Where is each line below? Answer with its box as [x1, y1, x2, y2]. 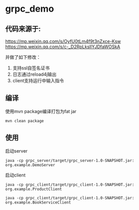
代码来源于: [5, 24, 41, 33]
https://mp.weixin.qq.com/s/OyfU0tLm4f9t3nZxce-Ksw [5, 39, 121, 44]
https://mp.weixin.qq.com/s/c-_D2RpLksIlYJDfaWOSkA [5, 44, 120, 50]
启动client [5, 172, 26, 178]
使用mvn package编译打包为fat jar [5, 108, 77, 114]
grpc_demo [5, 3, 54, 15]
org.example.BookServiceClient [5, 200, 71, 205]
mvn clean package [5, 118, 44, 123]
